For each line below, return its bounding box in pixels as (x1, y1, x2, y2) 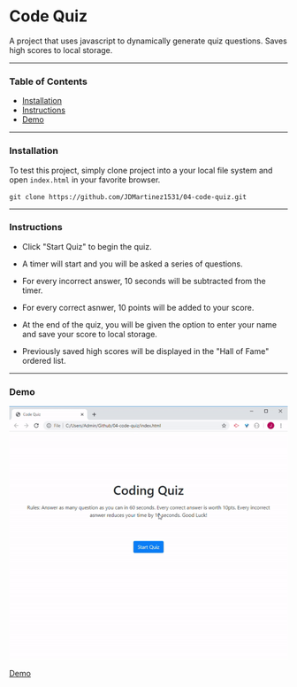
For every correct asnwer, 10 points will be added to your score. (21, 302, 255, 313)
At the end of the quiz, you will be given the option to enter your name (21, 319, 277, 329)
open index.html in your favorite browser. (9, 174, 161, 185)
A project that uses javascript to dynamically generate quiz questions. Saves (9, 35, 287, 46)
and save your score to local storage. (21, 328, 157, 339)
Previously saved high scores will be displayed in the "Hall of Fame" (21, 345, 270, 356)
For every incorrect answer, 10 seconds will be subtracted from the (21, 275, 267, 286)
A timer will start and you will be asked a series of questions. (21, 259, 243, 269)
